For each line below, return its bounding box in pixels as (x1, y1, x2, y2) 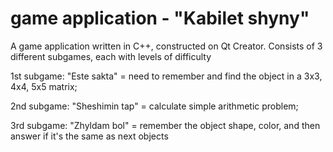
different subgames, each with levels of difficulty (10, 50, 212, 62)
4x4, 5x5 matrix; (10, 80, 78, 92)
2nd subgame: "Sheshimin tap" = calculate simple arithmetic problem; (10, 100, 299, 112)
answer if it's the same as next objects (10, 130, 169, 142)
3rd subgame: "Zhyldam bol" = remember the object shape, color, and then (10, 119, 321, 131)
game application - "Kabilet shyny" (10, 7, 310, 30)
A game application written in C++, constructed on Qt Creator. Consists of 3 (10, 40, 323, 52)
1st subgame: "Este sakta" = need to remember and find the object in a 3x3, (10, 70, 323, 82)
